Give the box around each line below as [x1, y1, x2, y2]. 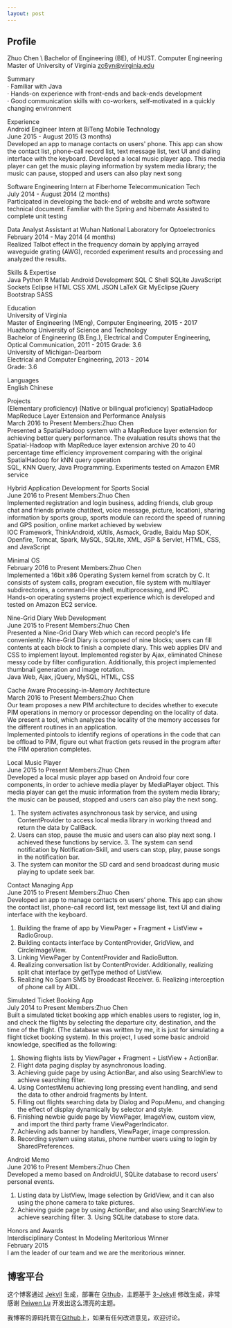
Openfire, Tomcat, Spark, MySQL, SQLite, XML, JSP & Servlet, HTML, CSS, [7, 535, 221, 544]
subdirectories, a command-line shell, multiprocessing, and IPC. [7, 586, 190, 594]
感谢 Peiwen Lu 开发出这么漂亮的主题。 [7, 1299, 120, 1307]
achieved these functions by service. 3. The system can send [17, 838, 193, 847]
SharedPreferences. [17, 1142, 75, 1151]
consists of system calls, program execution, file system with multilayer [7, 578, 211, 587]
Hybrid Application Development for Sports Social [7, 484, 150, 493]
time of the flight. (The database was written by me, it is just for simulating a [7, 1026, 224, 1034]
